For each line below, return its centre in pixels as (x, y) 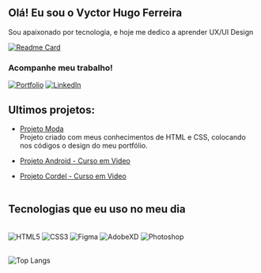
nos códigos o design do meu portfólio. (83, 145)
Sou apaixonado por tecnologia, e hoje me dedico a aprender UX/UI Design (131, 32)
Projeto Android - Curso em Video (75, 160)
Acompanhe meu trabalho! (61, 68)
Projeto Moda (42, 129)
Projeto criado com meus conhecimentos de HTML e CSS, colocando (133, 136)
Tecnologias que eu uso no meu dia (97, 209)
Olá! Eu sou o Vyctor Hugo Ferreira (95, 13)
